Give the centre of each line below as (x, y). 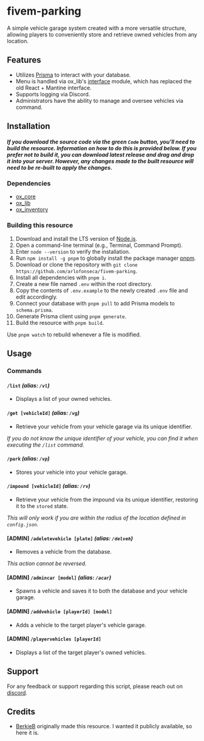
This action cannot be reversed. (47, 563)
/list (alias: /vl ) (29, 385)
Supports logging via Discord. (53, 94)
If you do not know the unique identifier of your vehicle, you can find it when (102, 438)
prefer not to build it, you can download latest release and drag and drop (100, 155)
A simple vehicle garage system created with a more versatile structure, (97, 28)
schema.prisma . (34, 310)
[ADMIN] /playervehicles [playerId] (54, 639)
